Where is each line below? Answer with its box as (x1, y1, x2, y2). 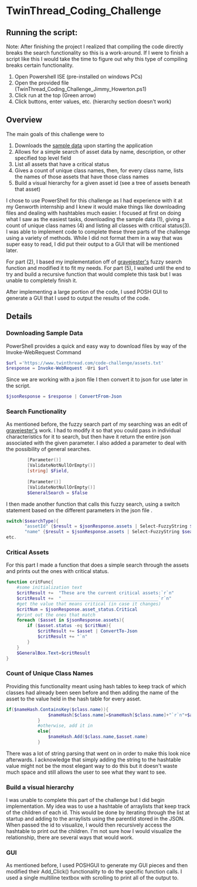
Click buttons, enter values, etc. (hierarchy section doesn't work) (14, 98, 172, 105)
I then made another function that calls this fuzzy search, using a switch (6, 500, 180, 507)
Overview (6, 115, 43, 125)
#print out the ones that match (16, 612, 96, 618)
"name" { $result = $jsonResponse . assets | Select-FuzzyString (24, 529, 180, 535)
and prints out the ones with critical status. (6, 568, 110, 575)
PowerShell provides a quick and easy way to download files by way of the (6, 342, 186, 350)
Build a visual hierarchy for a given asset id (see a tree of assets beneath (14, 179, 191, 186)
